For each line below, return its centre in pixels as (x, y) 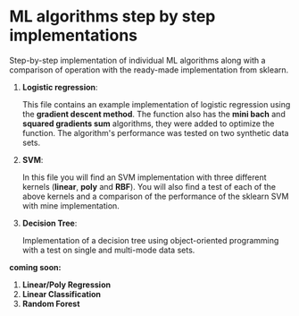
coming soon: (35, 267)
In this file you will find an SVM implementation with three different (144, 177)
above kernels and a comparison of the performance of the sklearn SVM (155, 196)
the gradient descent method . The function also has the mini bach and (154, 114)
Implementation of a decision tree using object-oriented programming (150, 240)
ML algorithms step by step (112, 17)
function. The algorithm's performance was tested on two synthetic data (155, 132)
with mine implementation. (71, 205)
